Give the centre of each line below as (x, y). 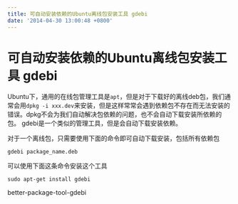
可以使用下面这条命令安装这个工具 (57, 166)
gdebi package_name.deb (43, 152)
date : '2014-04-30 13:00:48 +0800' (60, 21)
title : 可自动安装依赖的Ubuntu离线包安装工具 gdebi (78, 14)
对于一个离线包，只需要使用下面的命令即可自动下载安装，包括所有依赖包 (113, 139)
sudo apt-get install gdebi (49, 179)
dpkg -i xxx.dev (50, 106)
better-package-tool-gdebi (47, 193)
